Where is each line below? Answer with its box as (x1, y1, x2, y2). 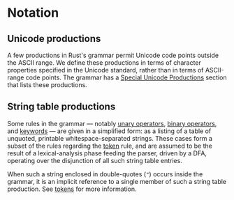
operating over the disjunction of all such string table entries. (7, 156, 183, 164)
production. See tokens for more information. (7, 185, 137, 193)
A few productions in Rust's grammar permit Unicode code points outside (7, 51, 219, 59)
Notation (7, 5, 59, 21)
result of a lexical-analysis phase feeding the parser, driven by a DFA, (7, 148, 207, 157)
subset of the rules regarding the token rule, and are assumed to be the (7, 141, 213, 150)
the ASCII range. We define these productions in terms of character (7, 59, 201, 67)
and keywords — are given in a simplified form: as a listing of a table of (7, 127, 212, 135)
